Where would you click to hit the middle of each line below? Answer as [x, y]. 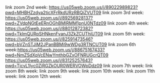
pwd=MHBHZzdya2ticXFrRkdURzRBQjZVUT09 [53, 12]
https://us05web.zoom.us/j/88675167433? [61, 50]
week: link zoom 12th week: [33, 76]
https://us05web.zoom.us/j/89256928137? [49, 18]
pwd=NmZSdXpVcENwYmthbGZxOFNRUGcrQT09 [57, 55]
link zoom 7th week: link [128, 65]
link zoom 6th [122, 44]
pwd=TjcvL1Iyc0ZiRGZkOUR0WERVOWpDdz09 [54, 65]
